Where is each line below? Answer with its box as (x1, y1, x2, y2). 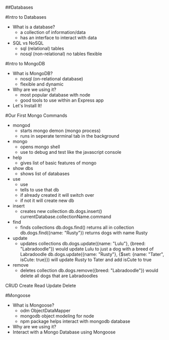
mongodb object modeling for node (20, 313, 95, 319)
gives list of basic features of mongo (20, 160, 97, 166)
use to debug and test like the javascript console (20, 149, 121, 155)
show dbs (12, 165, 33, 171)
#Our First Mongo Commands (5, 112, 67, 118)
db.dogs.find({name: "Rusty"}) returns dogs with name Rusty (20, 230, 148, 236)
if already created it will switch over (20, 192, 95, 198)
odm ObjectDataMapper (20, 308, 71, 313)
